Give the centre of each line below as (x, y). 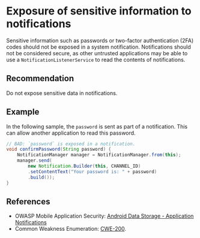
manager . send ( (35, 160)
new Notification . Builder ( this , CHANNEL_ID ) (84, 166)
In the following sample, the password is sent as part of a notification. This (97, 126)
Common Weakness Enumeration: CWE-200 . (71, 229)
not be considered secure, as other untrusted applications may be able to (97, 53)
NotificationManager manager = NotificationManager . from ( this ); (99, 155)
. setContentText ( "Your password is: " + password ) (92, 172)
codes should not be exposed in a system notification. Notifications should (98, 47)
